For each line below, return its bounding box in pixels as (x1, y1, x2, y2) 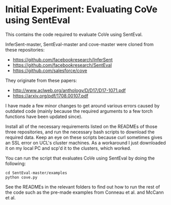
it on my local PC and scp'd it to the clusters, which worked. (5, 145, 131, 151)
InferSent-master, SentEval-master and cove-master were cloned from (5, 41, 154, 47)
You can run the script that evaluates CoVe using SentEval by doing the (5, 155, 155, 161)
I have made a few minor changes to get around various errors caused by (5, 102, 160, 108)
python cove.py (5, 175, 38, 180)
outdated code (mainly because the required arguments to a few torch (5, 108, 153, 114)
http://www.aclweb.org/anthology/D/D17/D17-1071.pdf (12, 87, 126, 93)
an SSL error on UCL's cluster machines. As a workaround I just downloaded (5, 140, 166, 146)
